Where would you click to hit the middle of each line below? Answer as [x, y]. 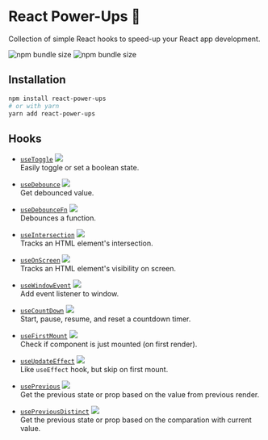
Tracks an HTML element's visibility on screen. [98, 269]
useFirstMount [44, 337]
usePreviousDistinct [54, 412]
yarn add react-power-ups [52, 113]
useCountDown [42, 311]
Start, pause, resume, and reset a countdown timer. [105, 319]
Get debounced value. [57, 193]
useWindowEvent [46, 286]
